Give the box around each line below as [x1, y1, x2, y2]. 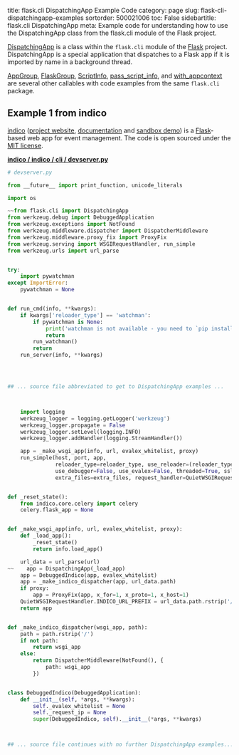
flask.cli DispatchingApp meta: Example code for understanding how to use [7, 21, 228, 29]
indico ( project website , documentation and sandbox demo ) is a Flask [7, 126, 211, 135]
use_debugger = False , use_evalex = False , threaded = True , [55, 467, 221, 474]
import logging [20, 408, 65, 415]
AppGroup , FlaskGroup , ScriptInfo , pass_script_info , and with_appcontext [7, 71, 223, 80]
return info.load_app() [33, 545, 103, 553]
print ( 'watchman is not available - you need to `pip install [45, 325, 234, 332]
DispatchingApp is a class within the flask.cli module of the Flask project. [7, 43, 228, 51]
